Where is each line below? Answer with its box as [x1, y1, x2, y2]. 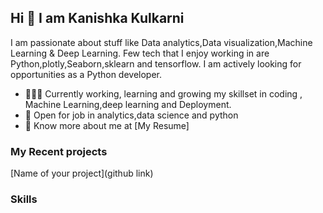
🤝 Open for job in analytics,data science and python [24, 109, 239, 121]
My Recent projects [10, 144, 108, 158]
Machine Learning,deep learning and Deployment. [24, 98, 232, 110]
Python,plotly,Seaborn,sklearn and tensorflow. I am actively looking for [10, 57, 302, 70]
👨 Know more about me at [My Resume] [24, 119, 190, 131]
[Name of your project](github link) [10, 167, 154, 180]
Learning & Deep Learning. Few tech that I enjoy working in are [10, 47, 270, 59]
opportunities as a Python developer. [10, 68, 163, 80]
